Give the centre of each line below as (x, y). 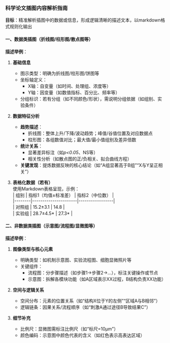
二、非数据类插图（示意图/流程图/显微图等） (52, 226)
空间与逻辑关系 (28, 290)
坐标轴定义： (33, 80)
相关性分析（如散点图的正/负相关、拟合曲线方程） (80, 159)
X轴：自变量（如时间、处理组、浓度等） (69, 86)
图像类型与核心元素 (33, 249)
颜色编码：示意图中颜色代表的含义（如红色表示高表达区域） (82, 335)
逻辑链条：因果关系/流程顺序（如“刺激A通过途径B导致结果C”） (86, 307)
